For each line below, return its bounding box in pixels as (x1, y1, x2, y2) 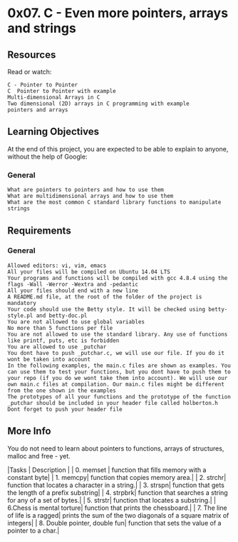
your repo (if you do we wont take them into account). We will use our (7, 374, 228, 381)
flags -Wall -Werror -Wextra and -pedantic (7, 281, 139, 288)
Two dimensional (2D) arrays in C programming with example (7, 100, 190, 107)
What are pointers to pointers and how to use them (7, 186, 164, 194)
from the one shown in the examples (7, 387, 116, 394)
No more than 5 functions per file (7, 324, 113, 331)
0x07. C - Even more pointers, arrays (7, 5, 229, 21)
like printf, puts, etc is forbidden (7, 337, 120, 344)
